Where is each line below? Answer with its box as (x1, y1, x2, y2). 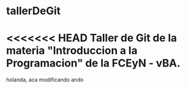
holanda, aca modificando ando (6, 76, 84, 84)
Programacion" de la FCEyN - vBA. (6, 56, 181, 70)
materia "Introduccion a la (6, 44, 138, 58)
